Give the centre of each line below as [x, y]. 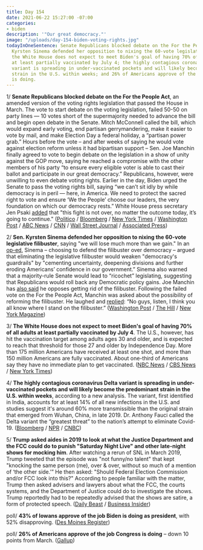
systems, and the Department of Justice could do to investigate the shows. [100, 491]
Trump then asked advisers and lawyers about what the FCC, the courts [96, 485]
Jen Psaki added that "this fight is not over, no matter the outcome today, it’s [101, 213]
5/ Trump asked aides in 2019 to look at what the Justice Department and [100, 440]
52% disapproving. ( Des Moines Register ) [58, 522]
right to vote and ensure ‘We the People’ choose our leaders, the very [93, 200]
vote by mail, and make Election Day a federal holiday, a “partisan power [96, 135]
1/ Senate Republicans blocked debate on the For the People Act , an [93, 97]
